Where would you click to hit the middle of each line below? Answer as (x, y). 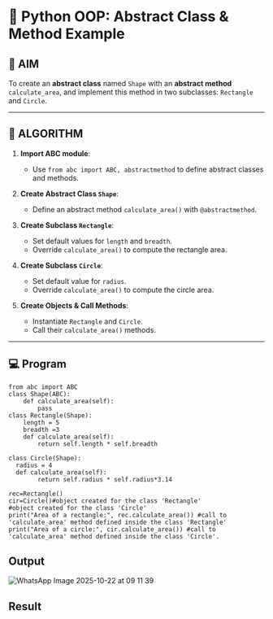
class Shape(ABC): (39, 394)
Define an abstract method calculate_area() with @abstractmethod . (145, 209)
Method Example (67, 34)
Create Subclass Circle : (61, 265)
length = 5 (41, 422)
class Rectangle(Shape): (50, 415)
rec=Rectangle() (36, 494)
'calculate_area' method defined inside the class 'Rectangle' (118, 522)
